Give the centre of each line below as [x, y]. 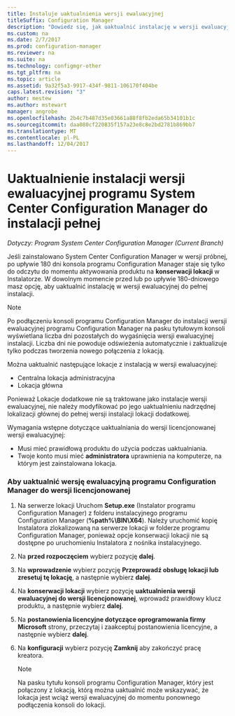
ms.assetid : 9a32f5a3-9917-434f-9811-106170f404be [83, 86]
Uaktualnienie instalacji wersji [96, 179]
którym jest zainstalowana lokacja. [67, 464]
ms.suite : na [26, 60]
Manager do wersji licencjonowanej [69, 490]
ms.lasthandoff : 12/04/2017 [48, 144]
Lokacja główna [40, 386]
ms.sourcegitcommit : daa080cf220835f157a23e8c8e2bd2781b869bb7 [101, 124]
